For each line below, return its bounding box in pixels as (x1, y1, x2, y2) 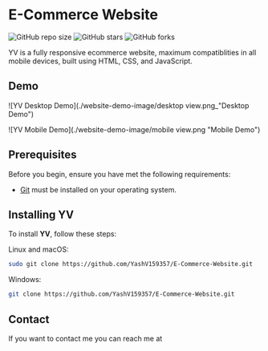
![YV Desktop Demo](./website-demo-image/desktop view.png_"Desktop (8, 100, 250, 110)
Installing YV (8, 208, 75, 221)
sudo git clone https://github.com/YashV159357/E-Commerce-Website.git (8, 260, 253, 268)
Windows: (8, 275, 42, 284)
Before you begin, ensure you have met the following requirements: (8, 169, 231, 179)
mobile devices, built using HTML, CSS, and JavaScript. (8, 56, 193, 66)
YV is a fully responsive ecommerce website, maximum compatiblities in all (8, 47, 257, 57)
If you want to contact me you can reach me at (8, 333, 163, 343)
